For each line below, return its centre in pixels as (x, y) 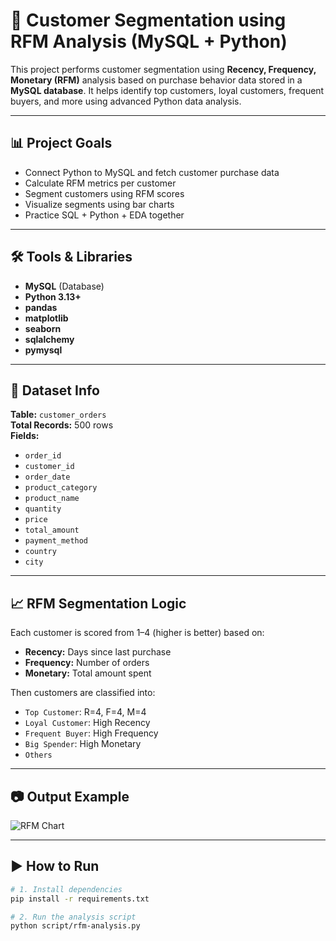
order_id (43, 456)
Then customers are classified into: (83, 693)
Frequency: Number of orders (87, 663)
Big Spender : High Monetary (83, 744)
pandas (41, 307)
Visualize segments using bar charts (99, 204)
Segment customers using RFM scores (104, 193)
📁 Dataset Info (55, 390)
